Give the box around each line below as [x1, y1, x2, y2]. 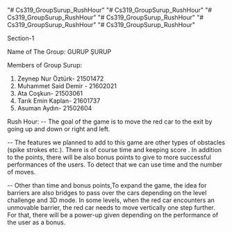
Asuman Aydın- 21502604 [17, 104, 92, 112]
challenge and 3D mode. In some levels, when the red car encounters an [7, 196, 215, 204]
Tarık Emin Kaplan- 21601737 [17, 97, 101, 105]
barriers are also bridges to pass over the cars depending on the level [7, 189, 207, 197]
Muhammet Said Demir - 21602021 [17, 82, 117, 90]
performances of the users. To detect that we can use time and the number [7, 160, 223, 169]
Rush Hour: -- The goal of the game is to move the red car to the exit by [7, 117, 213, 126]
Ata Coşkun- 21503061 [17, 90, 83, 97]
